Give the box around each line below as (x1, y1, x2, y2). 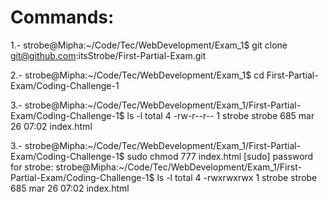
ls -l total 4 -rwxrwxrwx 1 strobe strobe (156, 171, 318, 183)
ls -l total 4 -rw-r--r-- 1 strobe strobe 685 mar (126, 109, 315, 121)
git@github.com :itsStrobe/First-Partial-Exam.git (10, 49, 207, 61)
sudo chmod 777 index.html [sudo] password (126, 150, 314, 162)
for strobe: (10, 161, 54, 173)
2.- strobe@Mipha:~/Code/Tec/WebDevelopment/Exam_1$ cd (10, 69, 265, 81)
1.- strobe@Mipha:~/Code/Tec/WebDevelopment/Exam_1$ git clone (10, 39, 288, 51)
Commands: (10, 6, 115, 29)
